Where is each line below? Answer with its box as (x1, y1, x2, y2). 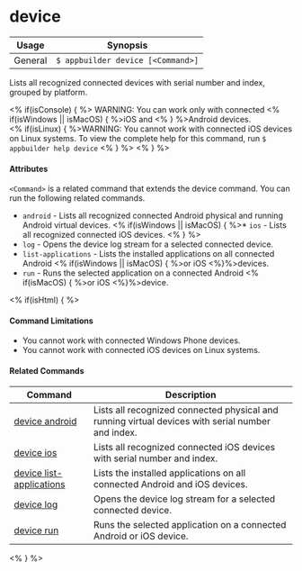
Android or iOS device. (93, 530, 189, 542)
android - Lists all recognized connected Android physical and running (22, 210, 283, 222)
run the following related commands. (9, 193, 146, 204)
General (13, 54, 48, 67)
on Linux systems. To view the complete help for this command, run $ (9, 132, 267, 143)
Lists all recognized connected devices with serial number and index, (9, 77, 265, 87)
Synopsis (106, 39, 148, 51)
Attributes (9, 163, 49, 174)
